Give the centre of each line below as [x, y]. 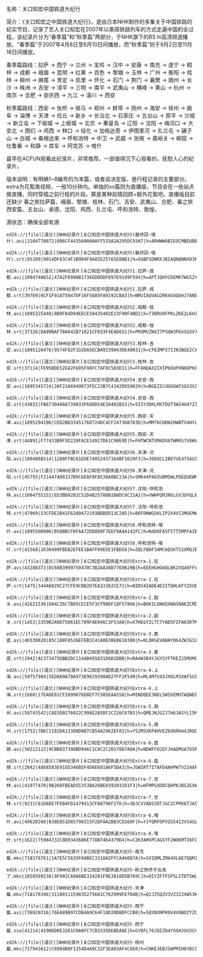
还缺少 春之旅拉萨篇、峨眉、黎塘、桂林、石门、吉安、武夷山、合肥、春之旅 [100, 202]
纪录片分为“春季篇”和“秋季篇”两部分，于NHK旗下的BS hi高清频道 [102, 37]
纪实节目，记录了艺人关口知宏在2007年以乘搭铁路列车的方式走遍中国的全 [97, 29]
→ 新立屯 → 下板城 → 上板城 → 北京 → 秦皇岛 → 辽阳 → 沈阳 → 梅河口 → [97, 123]
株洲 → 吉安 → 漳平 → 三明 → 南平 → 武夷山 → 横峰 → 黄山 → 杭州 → [105, 87]
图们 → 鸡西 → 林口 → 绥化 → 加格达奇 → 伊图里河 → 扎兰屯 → [102, 131]
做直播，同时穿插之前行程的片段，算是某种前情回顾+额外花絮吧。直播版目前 [101, 194]
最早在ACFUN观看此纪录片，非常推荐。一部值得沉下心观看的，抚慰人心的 [98, 158]
